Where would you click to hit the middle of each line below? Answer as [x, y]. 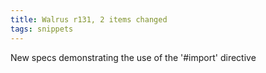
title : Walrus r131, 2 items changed [89, 19]
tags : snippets [42, 29]
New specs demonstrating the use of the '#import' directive [133, 57]
